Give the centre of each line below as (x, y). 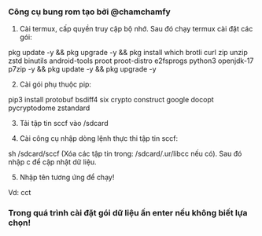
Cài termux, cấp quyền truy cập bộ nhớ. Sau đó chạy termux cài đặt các (136, 29)
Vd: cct (20, 193)
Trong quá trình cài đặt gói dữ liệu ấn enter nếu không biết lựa (128, 213)
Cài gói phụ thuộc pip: (55, 84)
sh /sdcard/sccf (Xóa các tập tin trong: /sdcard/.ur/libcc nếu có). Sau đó (125, 154)
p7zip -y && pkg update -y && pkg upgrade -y (82, 69)
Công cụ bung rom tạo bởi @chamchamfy (89, 12)
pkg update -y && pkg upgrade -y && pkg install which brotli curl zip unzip (128, 53)
